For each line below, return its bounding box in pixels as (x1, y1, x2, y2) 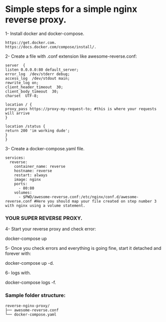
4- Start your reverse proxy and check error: (5, 226, 96, 232)
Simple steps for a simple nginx (5, 3, 138, 15)
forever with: (5, 250, 31, 257)
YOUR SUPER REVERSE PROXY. (5, 215, 83, 221)
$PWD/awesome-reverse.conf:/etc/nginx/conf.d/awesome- (23, 194, 139, 200)
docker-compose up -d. (5, 260, 54, 266)
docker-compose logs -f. (5, 280, 56, 286)
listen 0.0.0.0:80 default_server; (5, 67, 79, 72)
